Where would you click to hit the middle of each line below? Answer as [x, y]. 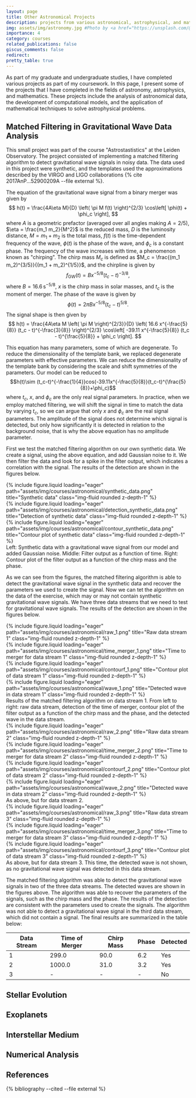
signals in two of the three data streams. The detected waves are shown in [96, 886]
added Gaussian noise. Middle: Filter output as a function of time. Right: [92, 553]
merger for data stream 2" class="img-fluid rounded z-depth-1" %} [87, 756]
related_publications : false [41, 45]
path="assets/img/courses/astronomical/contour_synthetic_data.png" [90, 528]
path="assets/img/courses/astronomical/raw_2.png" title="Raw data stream [97, 732]
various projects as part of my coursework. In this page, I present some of [95, 83]
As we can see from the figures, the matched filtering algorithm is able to [94, 577]
